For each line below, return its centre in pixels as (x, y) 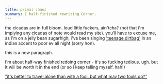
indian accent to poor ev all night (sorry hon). (50, 43)
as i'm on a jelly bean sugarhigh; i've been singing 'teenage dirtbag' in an (78, 38)
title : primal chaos (26, 9)
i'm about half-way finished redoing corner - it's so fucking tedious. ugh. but (81, 62)
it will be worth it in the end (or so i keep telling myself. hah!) (65, 67)
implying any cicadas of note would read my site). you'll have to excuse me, (81, 33)
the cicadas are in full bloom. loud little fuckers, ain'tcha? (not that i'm (75, 28)
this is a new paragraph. (29, 52)
